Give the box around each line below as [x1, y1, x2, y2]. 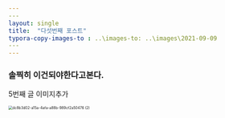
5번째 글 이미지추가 [8, 89, 69, 99]
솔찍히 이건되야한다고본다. [8, 70, 104, 81]
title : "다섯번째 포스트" [8, 26, 87, 35]
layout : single [8, 19, 59, 27]
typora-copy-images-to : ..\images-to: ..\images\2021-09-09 [8, 34, 218, 43]
